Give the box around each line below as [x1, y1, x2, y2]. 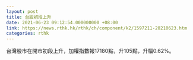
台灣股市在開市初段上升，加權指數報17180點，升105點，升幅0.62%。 [6, 48, 175, 55]
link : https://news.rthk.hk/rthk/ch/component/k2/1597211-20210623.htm [6, 25, 187, 31]
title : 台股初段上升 [6, 14, 52, 20]
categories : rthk [6, 31, 49, 36]
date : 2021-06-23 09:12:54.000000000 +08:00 [6, 19, 118, 25]
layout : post [6, 8, 39, 15]
